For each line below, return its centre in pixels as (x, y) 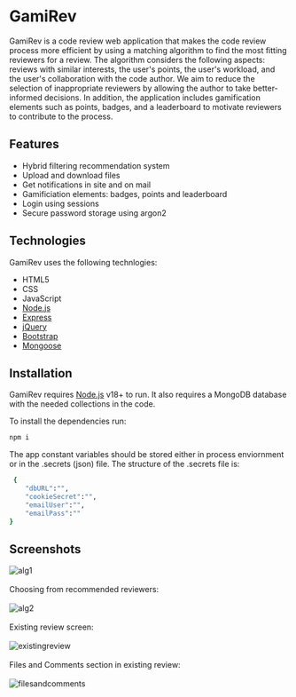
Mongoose (42, 345)
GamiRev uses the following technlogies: (83, 262)
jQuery (34, 327)
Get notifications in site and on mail (86, 185)
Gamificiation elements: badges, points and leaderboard (125, 194)
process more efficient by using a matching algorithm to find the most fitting (148, 50)
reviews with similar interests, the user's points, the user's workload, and (142, 69)
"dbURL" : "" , (47, 489)
